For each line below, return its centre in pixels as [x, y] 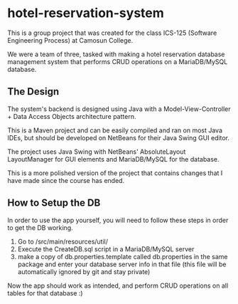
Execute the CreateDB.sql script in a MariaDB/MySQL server [106, 249]
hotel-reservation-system [86, 13]
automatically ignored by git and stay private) [84, 271]
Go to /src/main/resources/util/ [63, 241]
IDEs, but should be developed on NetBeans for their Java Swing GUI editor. [118, 137]
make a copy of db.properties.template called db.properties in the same [123, 256]
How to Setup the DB [54, 203]
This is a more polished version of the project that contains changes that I [115, 173]
